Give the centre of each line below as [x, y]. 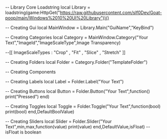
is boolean [30, 132]
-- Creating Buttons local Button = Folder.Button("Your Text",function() [77, 91]
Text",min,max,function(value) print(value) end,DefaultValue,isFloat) [75, 127]
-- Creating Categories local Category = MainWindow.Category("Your [77, 37]
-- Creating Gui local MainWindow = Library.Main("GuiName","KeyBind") [79, 28]
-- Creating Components [30, 72]
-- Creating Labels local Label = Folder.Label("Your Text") [64, 82]
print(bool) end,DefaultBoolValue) [40, 112]
